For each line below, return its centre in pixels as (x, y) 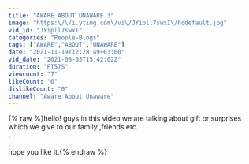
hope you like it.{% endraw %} (58, 152)
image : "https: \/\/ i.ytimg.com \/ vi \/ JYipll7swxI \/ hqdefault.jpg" (117, 23)
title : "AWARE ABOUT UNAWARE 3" (61, 15)
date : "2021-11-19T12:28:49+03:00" (67, 52)
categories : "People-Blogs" (54, 37)
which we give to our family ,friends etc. (73, 127)
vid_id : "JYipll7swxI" (45, 30)
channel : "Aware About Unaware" (61, 96)
